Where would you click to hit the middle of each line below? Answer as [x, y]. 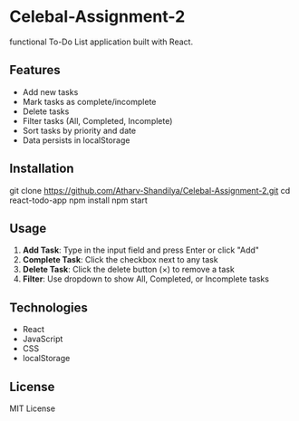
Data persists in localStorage [76, 140]
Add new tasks [50, 91]
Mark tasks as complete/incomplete [89, 101]
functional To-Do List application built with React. [101, 42]
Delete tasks [46, 111]
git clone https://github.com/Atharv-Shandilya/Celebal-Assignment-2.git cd [150, 190]
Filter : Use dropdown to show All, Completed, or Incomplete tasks [146, 279]
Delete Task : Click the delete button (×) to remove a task [129, 270]
